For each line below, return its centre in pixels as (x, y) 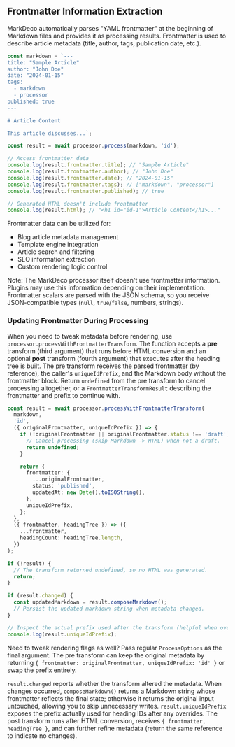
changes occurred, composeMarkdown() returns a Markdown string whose (111, 691)
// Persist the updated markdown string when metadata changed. (109, 609)
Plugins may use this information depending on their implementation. (106, 288)
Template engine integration (58, 245)
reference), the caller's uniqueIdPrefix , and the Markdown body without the (117, 373)
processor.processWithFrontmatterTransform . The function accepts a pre (112, 343)
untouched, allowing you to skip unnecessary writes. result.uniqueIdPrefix (117, 706)
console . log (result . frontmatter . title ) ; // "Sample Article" (98, 165)
